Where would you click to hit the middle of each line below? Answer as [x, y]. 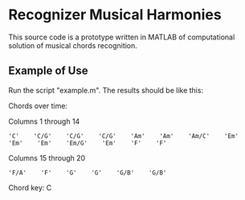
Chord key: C [30, 187]
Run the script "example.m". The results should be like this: [106, 90]
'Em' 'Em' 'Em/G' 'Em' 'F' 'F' [88, 143]
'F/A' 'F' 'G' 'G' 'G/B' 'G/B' [88, 173]
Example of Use [48, 71]
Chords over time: [38, 105]
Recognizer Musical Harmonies [115, 15]
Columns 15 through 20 [47, 157]
